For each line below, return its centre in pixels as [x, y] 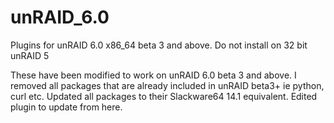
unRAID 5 [30, 55]
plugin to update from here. [66, 107]
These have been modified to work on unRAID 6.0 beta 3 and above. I [153, 75]
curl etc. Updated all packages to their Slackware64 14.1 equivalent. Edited [164, 96]
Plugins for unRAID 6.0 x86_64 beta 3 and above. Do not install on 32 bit [159, 45]
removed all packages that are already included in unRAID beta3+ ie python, [167, 85]
